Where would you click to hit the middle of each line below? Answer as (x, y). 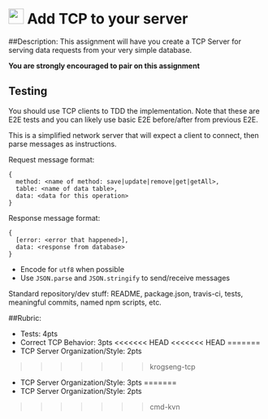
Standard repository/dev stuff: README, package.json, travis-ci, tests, (126, 293)
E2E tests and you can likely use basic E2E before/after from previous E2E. (133, 119)
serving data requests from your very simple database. (100, 50)
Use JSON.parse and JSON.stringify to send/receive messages (125, 278)
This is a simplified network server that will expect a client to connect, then (134, 135)
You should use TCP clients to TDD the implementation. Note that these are (134, 110)
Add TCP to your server (108, 19)
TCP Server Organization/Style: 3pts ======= (98, 382)
